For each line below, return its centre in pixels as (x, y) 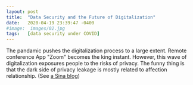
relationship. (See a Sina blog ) (43, 76)
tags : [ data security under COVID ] (53, 34)
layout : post (22, 12)
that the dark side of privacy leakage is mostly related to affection (87, 70)
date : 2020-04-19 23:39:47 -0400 (50, 23)
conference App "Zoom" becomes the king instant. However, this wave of (96, 57)
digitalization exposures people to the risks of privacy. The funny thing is (95, 64)
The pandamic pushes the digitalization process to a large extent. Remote (96, 51)
